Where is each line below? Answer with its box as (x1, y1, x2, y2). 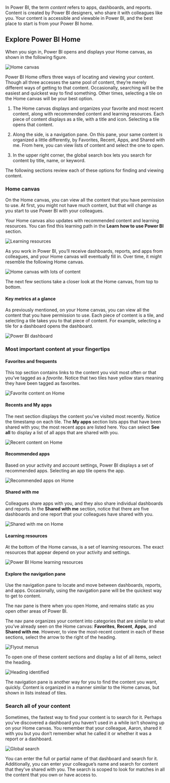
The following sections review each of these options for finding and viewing (5, 167, 164, 173)
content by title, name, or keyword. (12, 157, 86, 163)
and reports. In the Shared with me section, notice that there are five (5, 506, 149, 512)
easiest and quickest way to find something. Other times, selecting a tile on (5, 90, 162, 96)
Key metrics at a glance (5, 295, 56, 302)
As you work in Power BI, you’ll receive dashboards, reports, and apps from (5, 248, 163, 254)
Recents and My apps (5, 402, 52, 408)
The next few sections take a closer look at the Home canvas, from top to (5, 279, 159, 285)
